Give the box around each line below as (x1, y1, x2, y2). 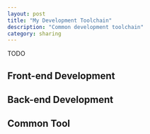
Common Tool (7, 118, 71, 130)
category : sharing (7, 30, 62, 37)
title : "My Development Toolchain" (7, 17, 112, 24)
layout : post (7, 10, 46, 18)
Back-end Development (7, 94, 114, 106)
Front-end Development (7, 70, 115, 82)
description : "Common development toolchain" (7, 23, 144, 30)
